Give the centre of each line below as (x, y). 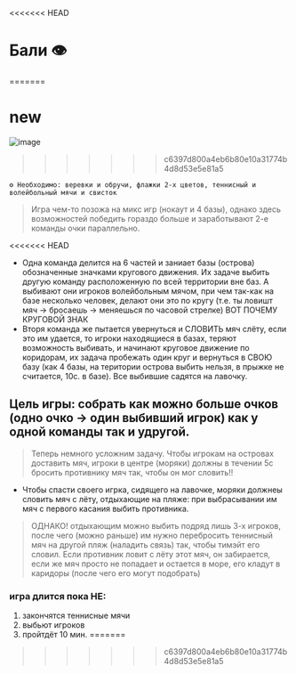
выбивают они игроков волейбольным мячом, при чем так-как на (148, 291)
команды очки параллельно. (85, 228)
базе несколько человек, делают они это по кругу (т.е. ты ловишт (147, 300)
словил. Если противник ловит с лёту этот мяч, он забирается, (151, 554)
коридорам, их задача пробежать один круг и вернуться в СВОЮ (147, 357)
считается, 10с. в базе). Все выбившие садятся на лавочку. (135, 376)
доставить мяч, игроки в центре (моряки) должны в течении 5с (152, 463)
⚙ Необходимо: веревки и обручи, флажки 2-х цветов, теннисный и (132, 185)
